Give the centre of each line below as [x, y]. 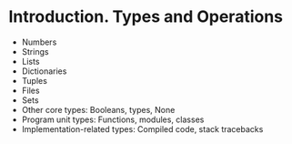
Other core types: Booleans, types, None [98, 109]
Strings [35, 51]
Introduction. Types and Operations [146, 17]
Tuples [34, 80]
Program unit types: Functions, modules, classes [113, 119]
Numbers [39, 42]
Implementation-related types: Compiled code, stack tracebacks [142, 129]
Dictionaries [44, 71]
